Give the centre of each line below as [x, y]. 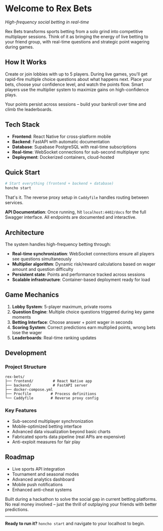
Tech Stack [22, 125]
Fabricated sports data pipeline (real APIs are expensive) [69, 436]
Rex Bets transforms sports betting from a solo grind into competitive [74, 31]
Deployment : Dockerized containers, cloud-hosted [63, 157]
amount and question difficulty [43, 269]
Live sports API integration [39, 469]
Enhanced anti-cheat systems [42, 490]
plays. [11, 95]
